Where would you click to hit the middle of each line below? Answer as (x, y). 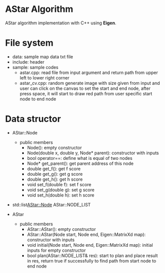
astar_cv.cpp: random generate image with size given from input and (90, 83)
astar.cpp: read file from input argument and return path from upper (89, 72)
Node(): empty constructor (55, 147)
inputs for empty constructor (56, 250)
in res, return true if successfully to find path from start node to (92, 261)
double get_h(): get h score (55, 179)
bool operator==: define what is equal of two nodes (80, 158)
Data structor (33, 119)
